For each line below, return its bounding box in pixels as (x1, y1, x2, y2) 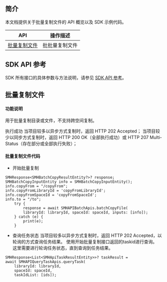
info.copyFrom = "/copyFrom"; (5, 184, 68, 189)
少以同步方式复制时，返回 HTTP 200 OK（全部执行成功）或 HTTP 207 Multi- (5, 134, 162, 140)
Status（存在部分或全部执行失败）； (5, 140, 77, 146)
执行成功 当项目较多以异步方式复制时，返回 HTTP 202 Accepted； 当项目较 (5, 128, 161, 134)
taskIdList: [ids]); (14, 272, 57, 277)
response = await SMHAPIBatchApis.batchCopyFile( (23, 205, 128, 211)
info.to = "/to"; (5, 197, 41, 202)
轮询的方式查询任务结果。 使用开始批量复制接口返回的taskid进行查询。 (12, 239, 158, 245)
